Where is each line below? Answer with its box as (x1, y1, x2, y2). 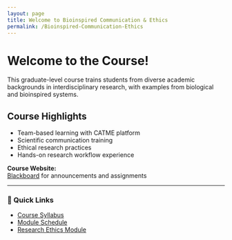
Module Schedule (17, 219, 68, 227)
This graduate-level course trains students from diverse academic (7, 75, 195, 84)
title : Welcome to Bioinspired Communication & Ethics (7, 17, 168, 24)
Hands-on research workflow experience (17, 151, 135, 159)
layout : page (7, 10, 45, 17)
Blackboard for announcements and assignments (7, 172, 147, 180)
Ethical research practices (17, 143, 92, 152)
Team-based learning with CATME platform (17, 129, 140, 137)
